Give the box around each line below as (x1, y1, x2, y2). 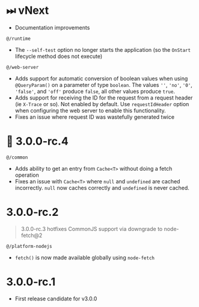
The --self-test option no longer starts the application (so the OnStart (14, 46, 191, 53)
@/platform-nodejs (6, 243, 52, 249)
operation (14, 171, 39, 179)
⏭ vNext (6, 4, 49, 17)
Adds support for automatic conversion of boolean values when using (14, 75, 188, 82)
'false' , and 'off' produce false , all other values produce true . (14, 87, 176, 95)
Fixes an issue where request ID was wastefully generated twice (14, 113, 175, 121)
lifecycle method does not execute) (14, 52, 103, 60)
